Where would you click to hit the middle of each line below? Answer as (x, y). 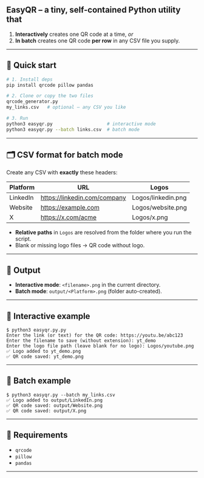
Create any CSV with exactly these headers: (62, 172)
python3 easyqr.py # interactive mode (81, 124)
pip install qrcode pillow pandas (50, 85)
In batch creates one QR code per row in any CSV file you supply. (97, 40)
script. (23, 239)
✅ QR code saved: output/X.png (46, 411)
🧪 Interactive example (48, 316)
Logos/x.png (150, 217)
